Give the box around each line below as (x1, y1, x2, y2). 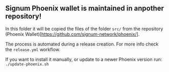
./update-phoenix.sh (5, 61, 50, 67)
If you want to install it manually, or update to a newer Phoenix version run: (5, 56, 162, 62)
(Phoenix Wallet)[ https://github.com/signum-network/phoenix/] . (5, 31, 140, 37)
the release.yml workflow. (5, 46, 60, 53)
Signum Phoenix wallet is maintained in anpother (5, 4, 164, 13)
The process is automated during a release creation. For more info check (5, 41, 159, 47)
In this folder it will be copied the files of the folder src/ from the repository (5, 26, 163, 32)
